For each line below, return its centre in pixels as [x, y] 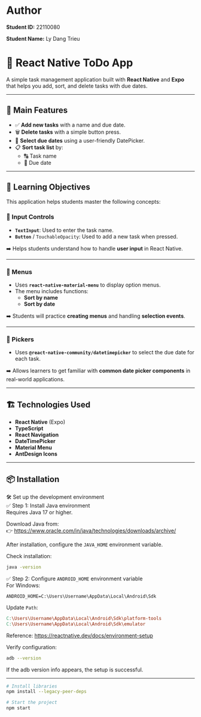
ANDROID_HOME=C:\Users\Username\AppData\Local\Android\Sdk [81, 596]
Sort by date [39, 304]
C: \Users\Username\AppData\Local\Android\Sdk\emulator [76, 624]
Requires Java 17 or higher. [39, 513]
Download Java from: [33, 524]
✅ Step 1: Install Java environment [48, 506]
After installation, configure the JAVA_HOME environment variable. [85, 545]
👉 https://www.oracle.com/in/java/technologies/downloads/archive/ [91, 531]
